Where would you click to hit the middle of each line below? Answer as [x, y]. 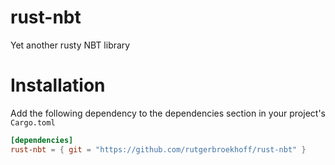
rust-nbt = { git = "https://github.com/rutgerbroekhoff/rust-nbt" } [158, 149]
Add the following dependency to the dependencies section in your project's [168, 113]
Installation [58, 85]
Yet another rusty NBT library [70, 45]
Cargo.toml [33, 122]
